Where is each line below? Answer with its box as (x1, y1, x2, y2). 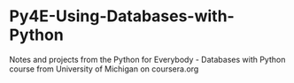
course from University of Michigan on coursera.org (9, 64, 199, 74)
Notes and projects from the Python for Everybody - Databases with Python (9, 54, 286, 64)
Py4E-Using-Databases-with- (9, 6, 235, 26)
